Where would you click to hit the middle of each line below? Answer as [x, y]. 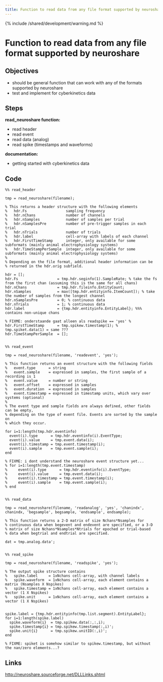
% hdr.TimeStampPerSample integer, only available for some [70, 249]
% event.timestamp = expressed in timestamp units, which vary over [78, 394]
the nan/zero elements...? [32, 648]
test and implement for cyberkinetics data [54, 93]
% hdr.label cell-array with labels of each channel [77, 237]
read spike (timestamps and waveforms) [52, 145]
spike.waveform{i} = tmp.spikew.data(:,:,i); [57, 623]
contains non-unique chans [32, 313]
